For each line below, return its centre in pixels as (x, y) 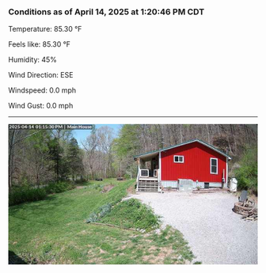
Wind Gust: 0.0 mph (41, 106)
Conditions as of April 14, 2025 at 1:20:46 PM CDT (106, 12)
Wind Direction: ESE (41, 75)
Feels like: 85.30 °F (40, 44)
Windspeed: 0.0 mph (42, 90)
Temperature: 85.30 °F (45, 29)
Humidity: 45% (33, 60)
